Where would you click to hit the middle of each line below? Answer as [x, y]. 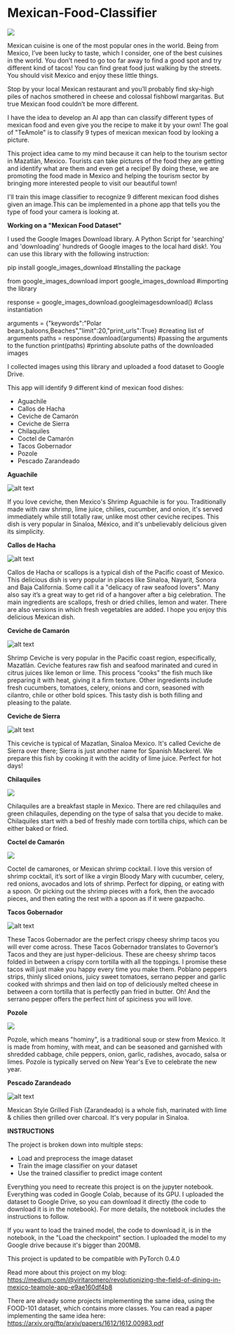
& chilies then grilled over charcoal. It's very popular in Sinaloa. [98, 1117]
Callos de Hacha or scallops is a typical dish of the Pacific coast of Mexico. [116, 572]
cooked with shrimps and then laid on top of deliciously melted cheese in [113, 984]
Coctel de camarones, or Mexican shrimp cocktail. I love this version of [110, 869]
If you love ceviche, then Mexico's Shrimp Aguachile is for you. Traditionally [117, 501]
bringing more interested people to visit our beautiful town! [92, 183]
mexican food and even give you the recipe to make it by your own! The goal [118, 125]
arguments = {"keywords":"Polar [54, 323]
